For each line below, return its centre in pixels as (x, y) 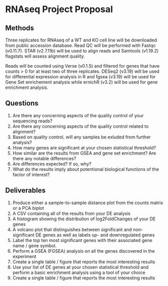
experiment (24, 256)
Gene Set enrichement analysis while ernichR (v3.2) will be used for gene (81, 82)
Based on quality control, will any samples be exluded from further (82, 137)
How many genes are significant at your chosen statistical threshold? (84, 148)
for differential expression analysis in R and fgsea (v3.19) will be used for (80, 77)
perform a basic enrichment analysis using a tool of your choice (79, 272)
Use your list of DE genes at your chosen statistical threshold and (80, 267)
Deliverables (25, 190)
